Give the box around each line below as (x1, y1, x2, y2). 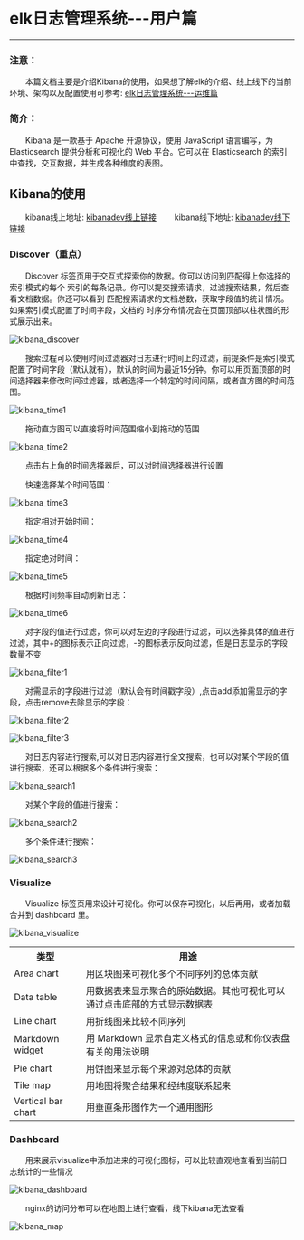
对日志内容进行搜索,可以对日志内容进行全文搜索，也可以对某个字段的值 (24, 751, 290, 762)
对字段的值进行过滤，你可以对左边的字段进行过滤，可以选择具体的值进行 (24, 626, 295, 637)
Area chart (14, 967, 59, 980)
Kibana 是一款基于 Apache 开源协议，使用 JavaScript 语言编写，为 (24, 135, 274, 146)
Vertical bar (14, 1094, 63, 1107)
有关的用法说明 (85, 1046, 150, 1058)
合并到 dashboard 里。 (9, 909, 94, 920)
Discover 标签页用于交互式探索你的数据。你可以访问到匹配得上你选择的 (24, 270, 290, 281)
